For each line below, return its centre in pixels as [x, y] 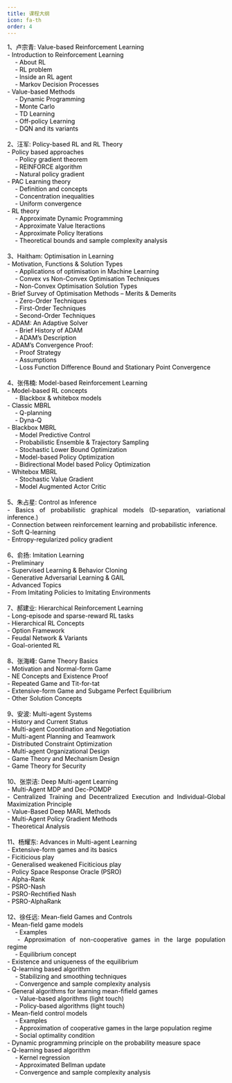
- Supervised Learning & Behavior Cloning [67, 571]
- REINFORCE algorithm [48, 167]
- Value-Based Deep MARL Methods [59, 812]
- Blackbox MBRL [32, 428]
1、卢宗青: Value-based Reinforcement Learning [75, 47]
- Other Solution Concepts [45, 698]
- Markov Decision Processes [57, 85]
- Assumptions [36, 360]
